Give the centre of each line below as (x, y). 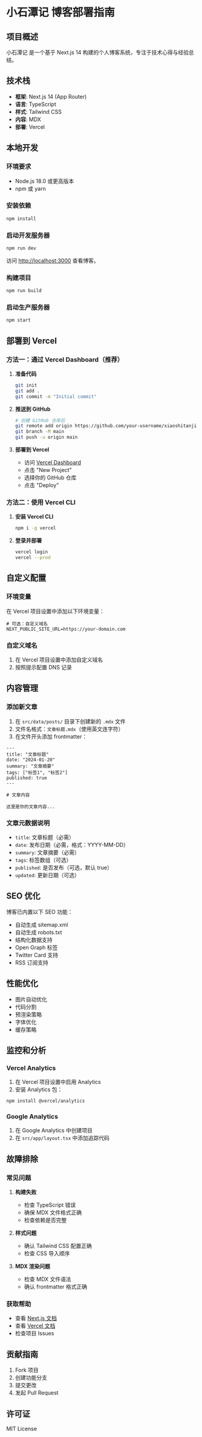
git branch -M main (40, 432)
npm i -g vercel (35, 528)
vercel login (31, 552)
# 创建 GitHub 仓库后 (40, 420)
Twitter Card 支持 (37, 955)
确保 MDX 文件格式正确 (53, 1213)
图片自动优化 (31, 999)
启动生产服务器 (28, 307)
